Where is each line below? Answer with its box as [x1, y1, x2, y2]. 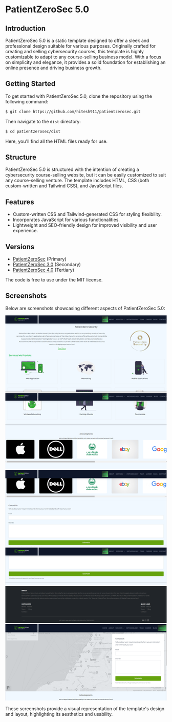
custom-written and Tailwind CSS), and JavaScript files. [5, 183, 123, 189]
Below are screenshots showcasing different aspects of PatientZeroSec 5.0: [5, 305, 165, 311]
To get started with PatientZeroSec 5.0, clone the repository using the [5, 93, 153, 99]
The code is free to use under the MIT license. [5, 277, 103, 282]
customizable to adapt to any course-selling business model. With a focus [5, 54, 162, 60]
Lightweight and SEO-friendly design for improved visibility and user [12, 222, 157, 228]
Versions [5, 242, 35, 251]
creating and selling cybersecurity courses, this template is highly [5, 49, 144, 54]
